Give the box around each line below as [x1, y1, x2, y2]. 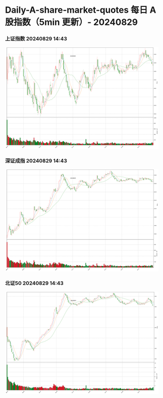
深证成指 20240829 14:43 [5, 157, 67, 164]
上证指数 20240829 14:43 [5, 35, 67, 42]
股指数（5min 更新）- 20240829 [5, 17, 138, 28]
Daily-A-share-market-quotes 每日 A [5, 4, 157, 16]
